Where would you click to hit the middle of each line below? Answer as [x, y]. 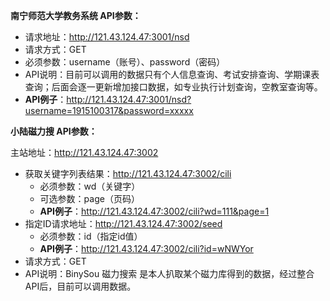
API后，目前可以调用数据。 [80, 286]
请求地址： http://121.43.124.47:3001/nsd [107, 37]
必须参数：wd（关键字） [90, 186]
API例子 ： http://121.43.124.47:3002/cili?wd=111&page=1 [154, 211]
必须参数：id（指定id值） [91, 236]
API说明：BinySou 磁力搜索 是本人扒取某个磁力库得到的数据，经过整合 [169, 273]
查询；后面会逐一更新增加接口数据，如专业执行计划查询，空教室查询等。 [173, 87]
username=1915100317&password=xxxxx [109, 110]
